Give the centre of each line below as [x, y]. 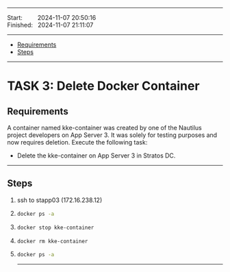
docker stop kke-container [55, 227]
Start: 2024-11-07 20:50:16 [52, 17]
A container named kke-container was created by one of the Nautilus [104, 128]
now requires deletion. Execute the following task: [77, 142]
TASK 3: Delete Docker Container [103, 86]
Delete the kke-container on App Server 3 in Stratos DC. [96, 156]
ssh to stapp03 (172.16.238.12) [60, 200]
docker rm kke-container [52, 241]
